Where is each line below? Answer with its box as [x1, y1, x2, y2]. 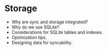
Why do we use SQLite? [11, 24, 60, 30]
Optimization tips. [11, 34, 47, 40]
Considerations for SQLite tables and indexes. [11, 29, 103, 35]
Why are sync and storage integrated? [11, 19, 88, 25]
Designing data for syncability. [11, 39, 73, 45]
